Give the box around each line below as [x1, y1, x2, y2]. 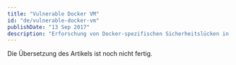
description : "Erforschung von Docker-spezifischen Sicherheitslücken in [7, 30, 230, 37]
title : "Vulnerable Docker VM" [7, 10, 100, 18]
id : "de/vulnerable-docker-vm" [7, 17, 100, 24]
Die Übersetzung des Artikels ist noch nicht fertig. [7, 49, 153, 58]
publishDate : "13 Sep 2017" [7, 23, 90, 30]
